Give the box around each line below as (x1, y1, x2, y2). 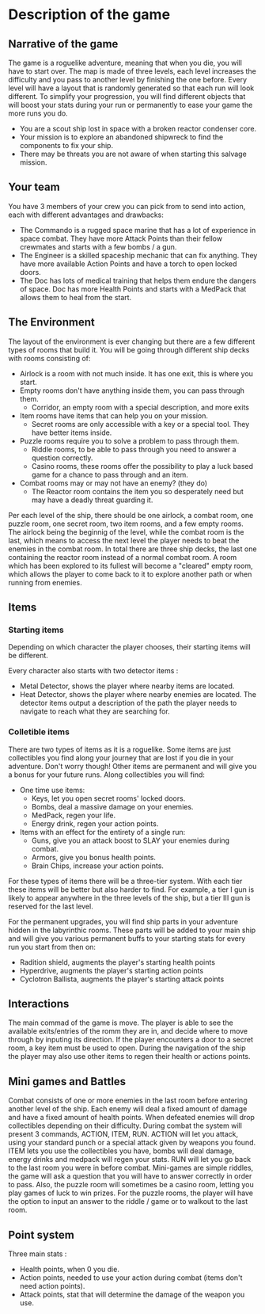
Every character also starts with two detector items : (8, 666, 179, 676)
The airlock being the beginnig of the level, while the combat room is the (8, 527, 244, 536)
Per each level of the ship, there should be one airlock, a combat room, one (8, 510, 254, 520)
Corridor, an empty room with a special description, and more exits (31, 402, 249, 412)
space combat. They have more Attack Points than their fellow (19, 234, 223, 243)
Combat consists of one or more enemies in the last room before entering (8, 1095, 248, 1106)
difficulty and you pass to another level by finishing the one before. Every (8, 75, 248, 84)
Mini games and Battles (8, 1075, 127, 1088)
